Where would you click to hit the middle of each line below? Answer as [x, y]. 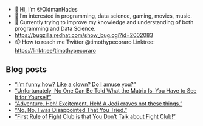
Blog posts [26, 70]
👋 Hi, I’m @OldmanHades [46, 9]
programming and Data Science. [55, 28]
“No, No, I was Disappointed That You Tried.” [71, 110]
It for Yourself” [33, 97]
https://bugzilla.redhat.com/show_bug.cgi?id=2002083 [84, 35]
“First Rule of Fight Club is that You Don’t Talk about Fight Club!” [95, 116]
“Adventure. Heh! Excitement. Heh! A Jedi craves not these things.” [98, 104]
